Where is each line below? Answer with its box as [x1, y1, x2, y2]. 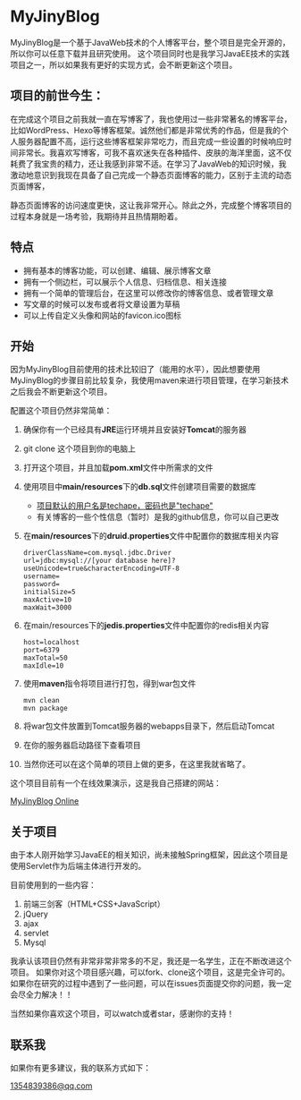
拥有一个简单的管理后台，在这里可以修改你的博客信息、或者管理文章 [22, 287, 274, 298]
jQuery [22, 908, 48, 919]
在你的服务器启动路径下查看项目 [22, 740, 141, 751]
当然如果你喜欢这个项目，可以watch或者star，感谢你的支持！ [10, 1009, 235, 1019]
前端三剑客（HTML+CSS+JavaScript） [22, 899, 165, 909]
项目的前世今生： [10, 88, 105, 104]
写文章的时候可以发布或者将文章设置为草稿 [22, 298, 180, 310]
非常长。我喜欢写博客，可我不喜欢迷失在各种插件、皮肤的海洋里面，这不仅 [17, 147, 292, 158]
